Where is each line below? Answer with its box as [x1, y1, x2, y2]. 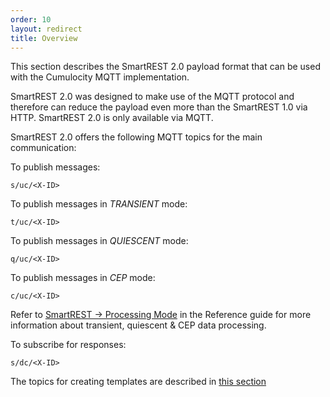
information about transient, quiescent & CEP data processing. [10, 319, 267, 331]
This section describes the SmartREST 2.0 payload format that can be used [10, 61, 321, 73]
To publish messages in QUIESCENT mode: [10, 235, 189, 247]
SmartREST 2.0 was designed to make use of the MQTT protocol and [10, 91, 295, 103]
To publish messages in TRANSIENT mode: [10, 198, 188, 210]
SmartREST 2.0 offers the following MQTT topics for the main [10, 131, 263, 143]
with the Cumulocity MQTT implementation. [10, 71, 190, 83]
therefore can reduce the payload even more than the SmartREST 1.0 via [10, 101, 308, 113]
